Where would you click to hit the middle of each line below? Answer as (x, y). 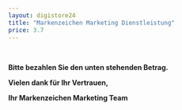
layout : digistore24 (42, 15)
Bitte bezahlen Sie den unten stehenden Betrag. (88, 68)
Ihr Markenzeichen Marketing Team (68, 98)
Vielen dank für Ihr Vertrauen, (58, 82)
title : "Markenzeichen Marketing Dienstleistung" (92, 23)
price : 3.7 (26, 30)
